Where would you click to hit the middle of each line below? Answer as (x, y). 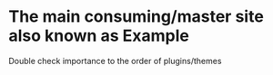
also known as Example (99, 36)
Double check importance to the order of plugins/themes (115, 61)
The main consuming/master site (136, 17)
